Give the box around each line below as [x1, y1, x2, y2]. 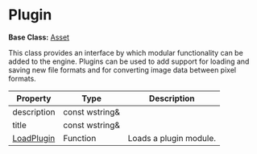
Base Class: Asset [8, 32, 70, 42]
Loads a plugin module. [127, 132, 216, 144]
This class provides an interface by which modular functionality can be [8, 48, 243, 57]
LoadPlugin [12, 132, 56, 144]
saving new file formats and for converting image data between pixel [8, 65, 236, 74]
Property [16, 93, 52, 104]
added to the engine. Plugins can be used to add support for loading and [8, 56, 250, 66]
